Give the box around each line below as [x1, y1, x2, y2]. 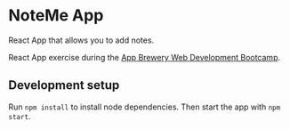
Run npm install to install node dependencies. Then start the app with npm [8, 101, 281, 112]
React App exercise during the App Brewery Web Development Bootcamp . [8, 52, 281, 62]
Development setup [8, 77, 120, 93]
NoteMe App [8, 5, 104, 26]
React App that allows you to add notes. [8, 35, 155, 45]
